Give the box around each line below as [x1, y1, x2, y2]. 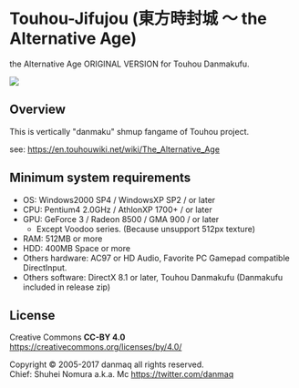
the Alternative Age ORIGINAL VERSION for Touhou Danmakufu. [9, 58, 250, 69]
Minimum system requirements [9, 170, 191, 186]
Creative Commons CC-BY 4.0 [9, 332, 126, 342]
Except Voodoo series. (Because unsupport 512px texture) [36, 223, 256, 234]
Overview [9, 102, 67, 117]
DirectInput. [22, 261, 67, 273]
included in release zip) [22, 281, 111, 292]
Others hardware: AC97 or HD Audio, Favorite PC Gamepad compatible [22, 252, 290, 263]
